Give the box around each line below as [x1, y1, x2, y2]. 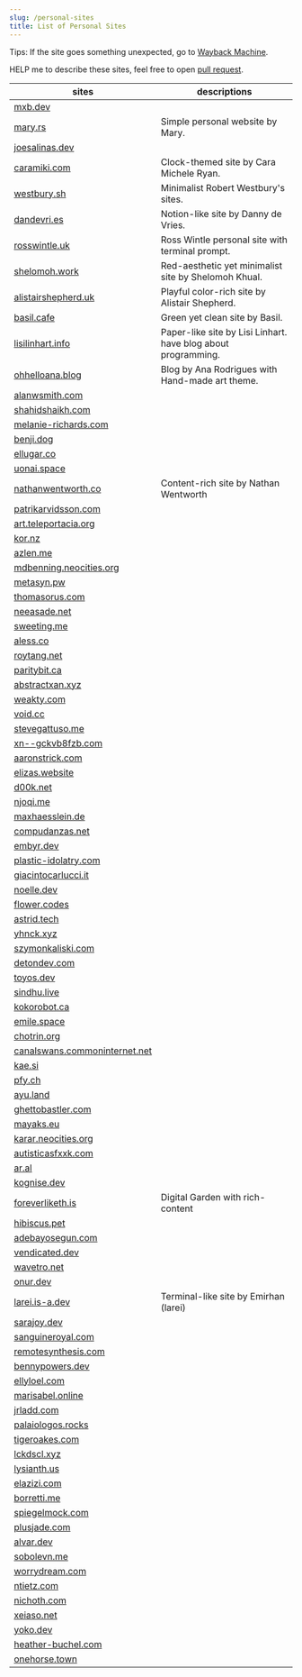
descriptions [196, 85, 253, 97]
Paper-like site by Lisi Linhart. [160, 325, 288, 338]
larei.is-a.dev [13, 1295, 70, 1308]
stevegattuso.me [13, 722, 84, 734]
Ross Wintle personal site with [160, 233, 288, 246]
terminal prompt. [160, 244, 231, 257]
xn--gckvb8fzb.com [13, 736, 103, 749]
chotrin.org [13, 1029, 61, 1042]
